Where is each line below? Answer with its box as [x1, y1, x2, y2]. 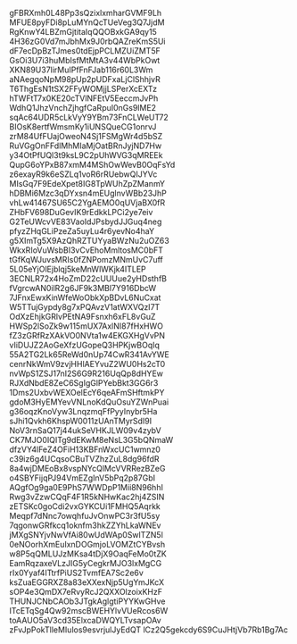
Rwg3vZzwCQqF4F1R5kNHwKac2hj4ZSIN [9, 491, 165, 502]
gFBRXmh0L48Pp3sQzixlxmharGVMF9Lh [9, 8, 162, 18]
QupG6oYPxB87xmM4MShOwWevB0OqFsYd [9, 160, 176, 170]
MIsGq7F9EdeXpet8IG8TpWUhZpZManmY [9, 179, 166, 188]
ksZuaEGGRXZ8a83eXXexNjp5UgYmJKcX [9, 577, 165, 588]
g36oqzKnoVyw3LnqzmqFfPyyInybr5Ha [9, 406, 158, 416]
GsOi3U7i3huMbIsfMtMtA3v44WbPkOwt [9, 55, 161, 65]
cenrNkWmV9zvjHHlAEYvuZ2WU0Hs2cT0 [9, 359, 166, 369]
